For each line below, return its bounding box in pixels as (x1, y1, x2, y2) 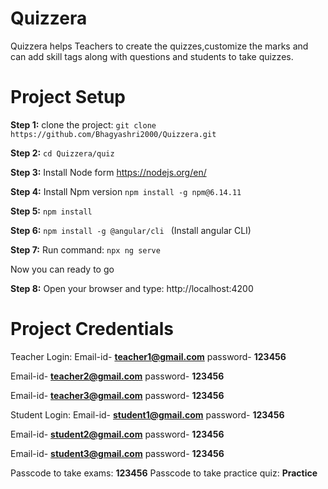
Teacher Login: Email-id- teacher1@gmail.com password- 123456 (10, 350, 287, 362)
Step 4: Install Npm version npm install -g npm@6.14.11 (10, 185, 242, 197)
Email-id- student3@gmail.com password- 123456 (10, 447, 225, 459)
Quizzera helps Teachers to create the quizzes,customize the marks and (10, 40, 309, 52)
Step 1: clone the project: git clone (10, 118, 157, 131)
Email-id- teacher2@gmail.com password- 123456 (10, 370, 225, 382)
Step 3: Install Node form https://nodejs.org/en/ (10, 166, 207, 178)
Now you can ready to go (10, 263, 115, 275)
